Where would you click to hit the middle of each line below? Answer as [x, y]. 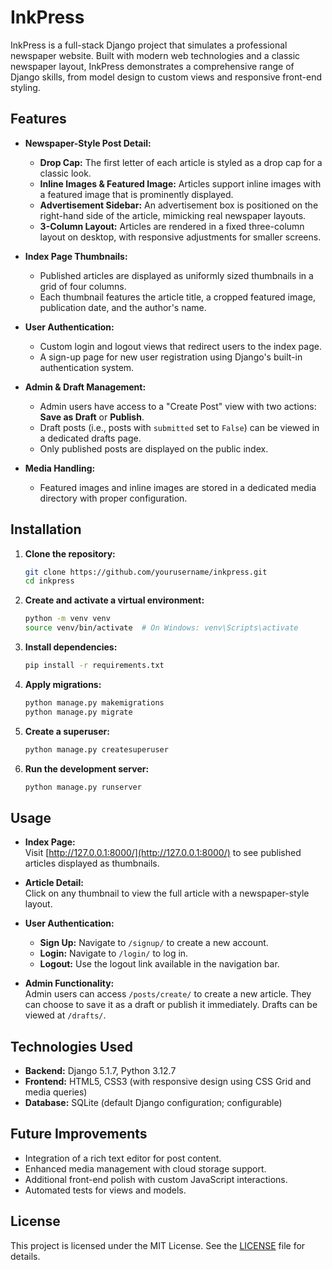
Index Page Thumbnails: [76, 256]
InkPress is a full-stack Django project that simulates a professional [149, 45]
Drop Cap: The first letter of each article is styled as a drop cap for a [181, 162]
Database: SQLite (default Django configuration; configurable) [153, 1103]
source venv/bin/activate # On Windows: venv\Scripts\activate [161, 628]
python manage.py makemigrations [94, 702]
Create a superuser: [67, 731]
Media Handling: [60, 468]
